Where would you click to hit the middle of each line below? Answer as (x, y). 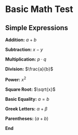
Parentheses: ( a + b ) (27, 118)
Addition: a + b (21, 40)
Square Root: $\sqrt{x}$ (30, 89)
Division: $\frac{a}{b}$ (29, 69)
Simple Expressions (37, 28)
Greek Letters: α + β (26, 108)
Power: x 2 (16, 79)
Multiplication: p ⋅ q (26, 59)
